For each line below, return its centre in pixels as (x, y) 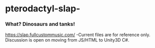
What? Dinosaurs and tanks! (40, 24)
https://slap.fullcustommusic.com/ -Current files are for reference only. (78, 35)
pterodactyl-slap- (43, 9)
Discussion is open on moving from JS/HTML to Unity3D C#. (67, 40)
